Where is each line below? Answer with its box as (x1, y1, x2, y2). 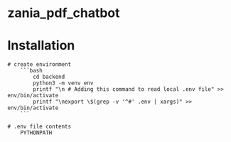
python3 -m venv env (33, 80, 94, 87)
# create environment (7, 61, 72, 68)
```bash (20, 67, 43, 75)
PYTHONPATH (20, 129, 53, 136)
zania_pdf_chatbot (7, 5, 120, 21)
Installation (7, 38, 75, 54)
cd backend (33, 73, 65, 81)
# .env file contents (7, 123, 72, 131)
